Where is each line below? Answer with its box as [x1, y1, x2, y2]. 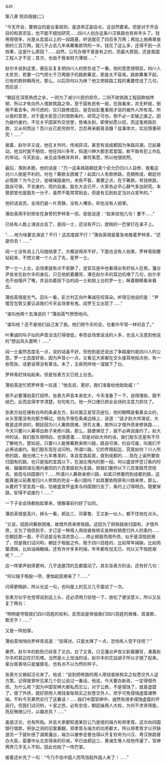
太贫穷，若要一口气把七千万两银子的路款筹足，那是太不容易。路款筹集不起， [5, 72, 161, 77]
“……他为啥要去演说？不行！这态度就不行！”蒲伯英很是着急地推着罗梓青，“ [5, 232, 157, 238]
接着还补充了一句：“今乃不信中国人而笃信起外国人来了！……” [5, 755, 129, 760]
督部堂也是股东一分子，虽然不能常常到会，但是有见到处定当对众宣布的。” [5, 190, 152, 195]
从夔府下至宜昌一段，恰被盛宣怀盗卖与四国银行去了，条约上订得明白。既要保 [5, 483, 161, 489]
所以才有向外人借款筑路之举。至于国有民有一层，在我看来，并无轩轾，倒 [13, 100, 161, 106]
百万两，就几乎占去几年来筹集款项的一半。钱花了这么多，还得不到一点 [18, 43, 161, 48]
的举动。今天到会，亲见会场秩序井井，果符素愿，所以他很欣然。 [5, 154, 135, 160]
